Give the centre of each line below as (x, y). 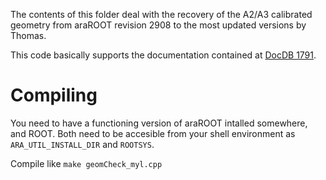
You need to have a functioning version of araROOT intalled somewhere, (159, 123)
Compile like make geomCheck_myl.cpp (86, 163)
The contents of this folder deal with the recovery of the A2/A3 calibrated (161, 14)
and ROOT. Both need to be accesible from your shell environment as (153, 133)
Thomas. (28, 35)
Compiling (54, 95)
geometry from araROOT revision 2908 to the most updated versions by (158, 25)
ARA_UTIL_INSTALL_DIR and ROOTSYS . (82, 144)
